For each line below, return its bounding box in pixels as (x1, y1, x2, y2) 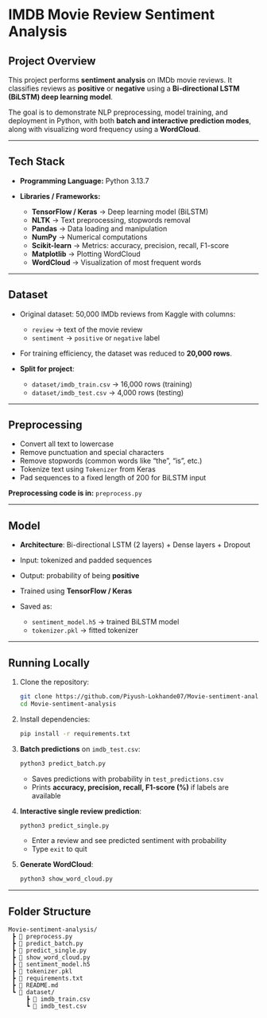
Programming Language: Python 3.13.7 (19, 176, 149, 185)
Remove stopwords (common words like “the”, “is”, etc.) (19, 456, 203, 466)
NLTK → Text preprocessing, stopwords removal (31, 215, 191, 224)
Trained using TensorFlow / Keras (19, 586, 133, 596)
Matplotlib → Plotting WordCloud (31, 249, 141, 258)
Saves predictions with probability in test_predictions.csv (31, 774, 224, 783)
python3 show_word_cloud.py (19, 875, 113, 884)
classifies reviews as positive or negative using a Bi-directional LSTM (8, 84, 240, 93)
